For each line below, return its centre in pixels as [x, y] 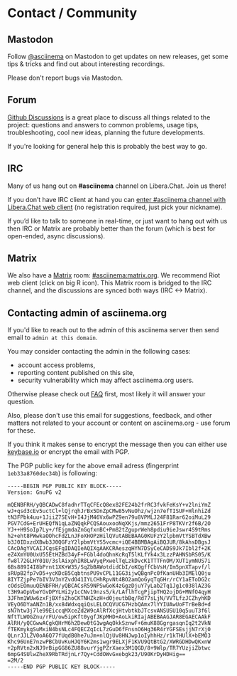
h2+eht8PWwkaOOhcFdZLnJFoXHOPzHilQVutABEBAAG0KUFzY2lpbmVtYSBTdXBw [109, 536]
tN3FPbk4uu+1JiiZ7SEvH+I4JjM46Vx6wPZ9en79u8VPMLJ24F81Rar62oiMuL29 [109, 517]
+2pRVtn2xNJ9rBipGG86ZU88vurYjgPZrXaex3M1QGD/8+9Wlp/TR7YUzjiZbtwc [109, 648]
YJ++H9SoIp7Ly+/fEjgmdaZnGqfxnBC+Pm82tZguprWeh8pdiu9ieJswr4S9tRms [109, 530]
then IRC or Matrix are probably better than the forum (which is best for [111, 228]
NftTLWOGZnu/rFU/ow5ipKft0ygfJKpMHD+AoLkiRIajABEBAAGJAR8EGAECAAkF [109, 617]
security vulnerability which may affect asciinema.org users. [105, 380]
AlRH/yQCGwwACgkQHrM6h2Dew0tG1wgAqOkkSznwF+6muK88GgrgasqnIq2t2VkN [109, 623]
